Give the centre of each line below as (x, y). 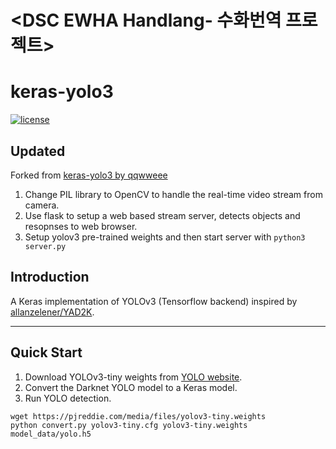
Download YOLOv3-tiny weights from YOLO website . (133, 377)
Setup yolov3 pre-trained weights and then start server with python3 (165, 237)
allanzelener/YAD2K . (52, 312)
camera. (42, 205)
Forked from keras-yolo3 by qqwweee (89, 175)
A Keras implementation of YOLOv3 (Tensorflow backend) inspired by (154, 301)
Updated (38, 151)
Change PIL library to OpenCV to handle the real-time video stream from (173, 194)
